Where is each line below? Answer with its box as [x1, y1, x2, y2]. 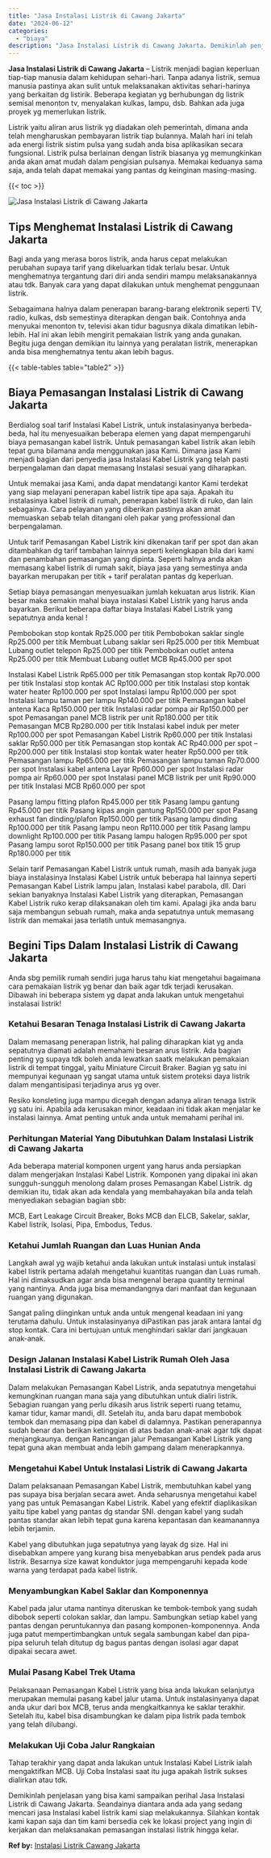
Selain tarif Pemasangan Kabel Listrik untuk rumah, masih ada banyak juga [8, 864, 256, 873]
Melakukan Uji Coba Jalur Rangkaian [8, 1739, 156, 1751]
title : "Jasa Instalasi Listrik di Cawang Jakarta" [8, 11, 186, 20]
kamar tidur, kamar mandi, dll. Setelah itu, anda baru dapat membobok [8, 1408, 242, 1417]
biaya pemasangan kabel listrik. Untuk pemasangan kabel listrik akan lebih [8, 437, 256, 446]
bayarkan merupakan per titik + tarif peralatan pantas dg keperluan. [8, 571, 234, 581]
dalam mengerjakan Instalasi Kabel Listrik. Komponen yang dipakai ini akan [8, 1170, 258, 1179]
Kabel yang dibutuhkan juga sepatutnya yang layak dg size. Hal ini [8, 1539, 228, 1550]
